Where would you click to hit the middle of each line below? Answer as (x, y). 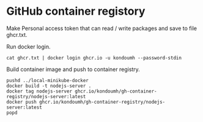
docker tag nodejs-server (39, 91)
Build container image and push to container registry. (73, 69)
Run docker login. (28, 47)
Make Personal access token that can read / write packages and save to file (102, 28)
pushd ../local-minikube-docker (47, 80)
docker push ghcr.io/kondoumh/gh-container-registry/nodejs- (86, 102)
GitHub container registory (76, 11)
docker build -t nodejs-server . (49, 86)
